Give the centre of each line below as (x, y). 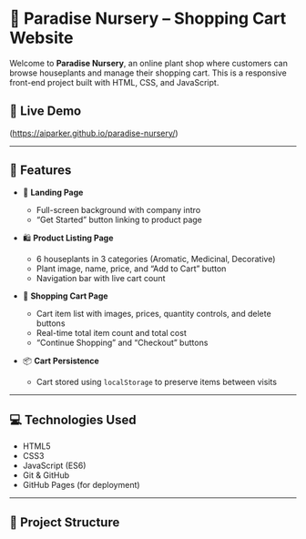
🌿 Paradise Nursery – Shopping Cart (148, 19)
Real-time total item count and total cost (111, 332)
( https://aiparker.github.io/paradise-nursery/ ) (94, 133)
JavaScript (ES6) (54, 466)
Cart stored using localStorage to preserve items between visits (157, 381)
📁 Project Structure (65, 522)
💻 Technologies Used (73, 419)
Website (41, 38)
